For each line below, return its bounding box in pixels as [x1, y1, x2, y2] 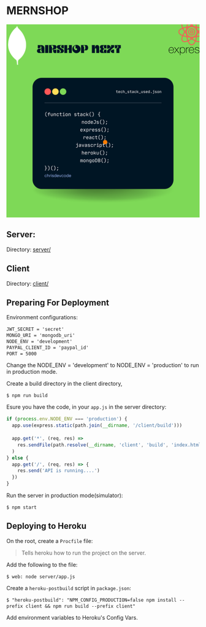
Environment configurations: [6, 314, 78, 321]
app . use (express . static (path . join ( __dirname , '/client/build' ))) [12, 422, 183, 429]
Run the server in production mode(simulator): [6, 492, 123, 499]
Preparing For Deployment [6, 297, 109, 308]
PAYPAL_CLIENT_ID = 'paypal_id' [6, 344, 89, 351]
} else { [6, 455, 29, 461]
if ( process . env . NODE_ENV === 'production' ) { [6, 416, 128, 422]
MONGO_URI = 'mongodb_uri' [6, 332, 75, 339]
